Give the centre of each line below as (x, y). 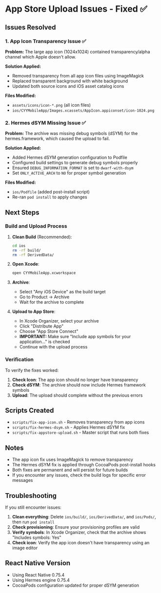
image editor (25, 548)
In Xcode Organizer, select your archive (59, 321)
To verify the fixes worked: (32, 370)
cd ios (19, 246)
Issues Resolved (30, 27)
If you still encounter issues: (33, 507)
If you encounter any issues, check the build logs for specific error (79, 475)
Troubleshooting (31, 496)
